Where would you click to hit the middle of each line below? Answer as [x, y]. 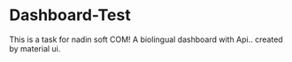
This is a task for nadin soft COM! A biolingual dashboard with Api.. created [146, 39]
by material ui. [35, 48]
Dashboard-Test [70, 15]
